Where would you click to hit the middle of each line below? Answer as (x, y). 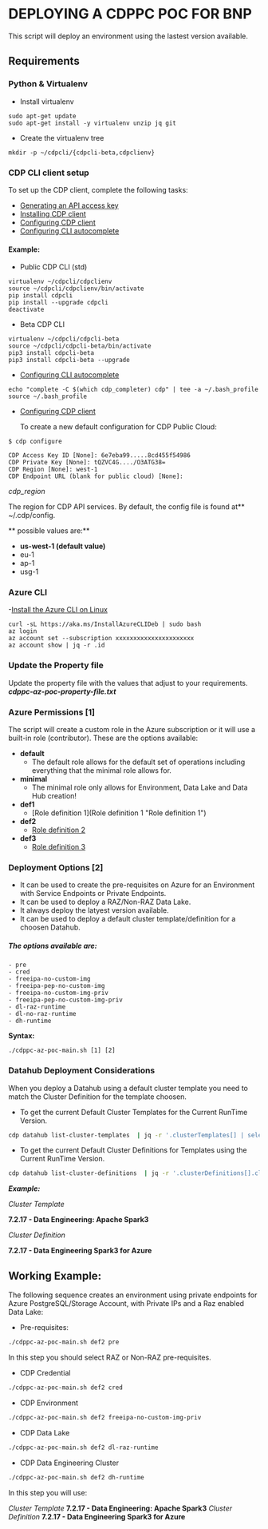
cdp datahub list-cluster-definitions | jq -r (89, 1173)
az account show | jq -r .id (57, 645)
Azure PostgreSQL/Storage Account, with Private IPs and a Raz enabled (126, 1304)
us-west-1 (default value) (63, 546)
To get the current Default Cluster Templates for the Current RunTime (134, 1112)
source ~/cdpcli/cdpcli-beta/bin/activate (80, 346)
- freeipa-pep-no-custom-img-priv (66, 1000)
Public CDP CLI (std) (53, 267)
